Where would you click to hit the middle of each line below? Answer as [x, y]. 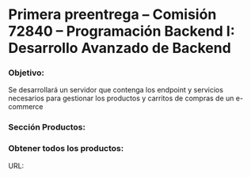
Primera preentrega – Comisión [112, 15]
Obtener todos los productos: [66, 149]
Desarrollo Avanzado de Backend [120, 48]
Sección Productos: [47, 127]
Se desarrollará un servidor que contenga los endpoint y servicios [116, 90]
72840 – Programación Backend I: [122, 31]
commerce [26, 107]
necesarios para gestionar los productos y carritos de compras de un [121, 98]
